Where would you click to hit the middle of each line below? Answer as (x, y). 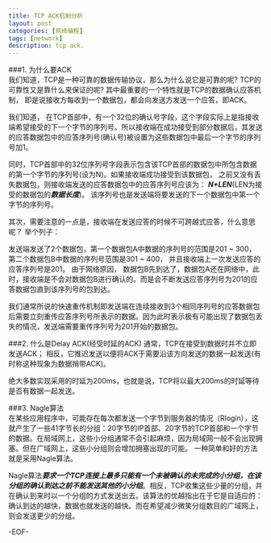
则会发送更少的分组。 (44, 516)
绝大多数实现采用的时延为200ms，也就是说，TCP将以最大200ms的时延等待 (134, 381)
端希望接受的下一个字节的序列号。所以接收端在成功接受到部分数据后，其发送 (135, 127)
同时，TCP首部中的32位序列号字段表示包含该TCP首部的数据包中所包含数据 (133, 164)
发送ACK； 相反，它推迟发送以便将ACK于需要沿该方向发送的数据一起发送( (131, 354)
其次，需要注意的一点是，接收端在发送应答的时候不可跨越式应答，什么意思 (132, 222)
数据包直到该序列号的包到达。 (65, 289)
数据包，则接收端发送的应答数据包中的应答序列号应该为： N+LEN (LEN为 (135, 184)
